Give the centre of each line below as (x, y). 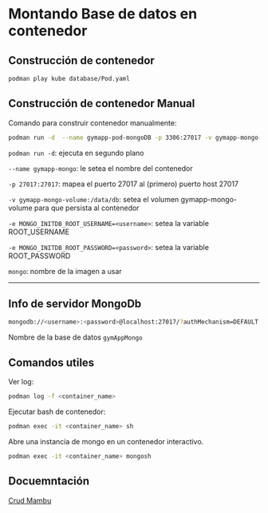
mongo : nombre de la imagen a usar (65, 271)
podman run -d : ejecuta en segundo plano (76, 153)
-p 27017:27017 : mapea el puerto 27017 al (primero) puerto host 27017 (124, 184)
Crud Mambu (30, 500)
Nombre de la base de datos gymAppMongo (75, 337)
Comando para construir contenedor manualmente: (93, 123)
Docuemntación (49, 481)
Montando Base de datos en (103, 14)
